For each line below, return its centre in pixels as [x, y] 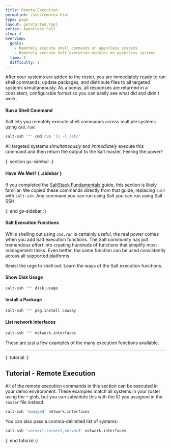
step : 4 [13, 34]
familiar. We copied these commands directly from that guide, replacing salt [85, 190]
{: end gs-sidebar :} [26, 211]
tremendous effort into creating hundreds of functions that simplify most [81, 245]
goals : [17, 43]
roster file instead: [25, 402]
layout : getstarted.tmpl [32, 24]
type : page [17, 19]
